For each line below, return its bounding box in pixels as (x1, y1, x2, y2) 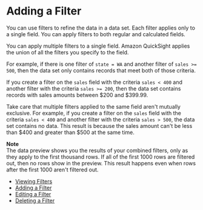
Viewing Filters (15, 177, 53, 185)
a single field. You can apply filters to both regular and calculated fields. (6, 30, 186, 37)
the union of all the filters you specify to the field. (6, 48, 129, 56)
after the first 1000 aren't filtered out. (6, 166, 99, 173)
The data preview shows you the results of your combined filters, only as (6, 147, 188, 154)
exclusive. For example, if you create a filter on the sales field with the (6, 109, 182, 116)
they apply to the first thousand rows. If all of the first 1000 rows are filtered (6, 153, 195, 161)
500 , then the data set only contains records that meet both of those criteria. (6, 66, 196, 74)
